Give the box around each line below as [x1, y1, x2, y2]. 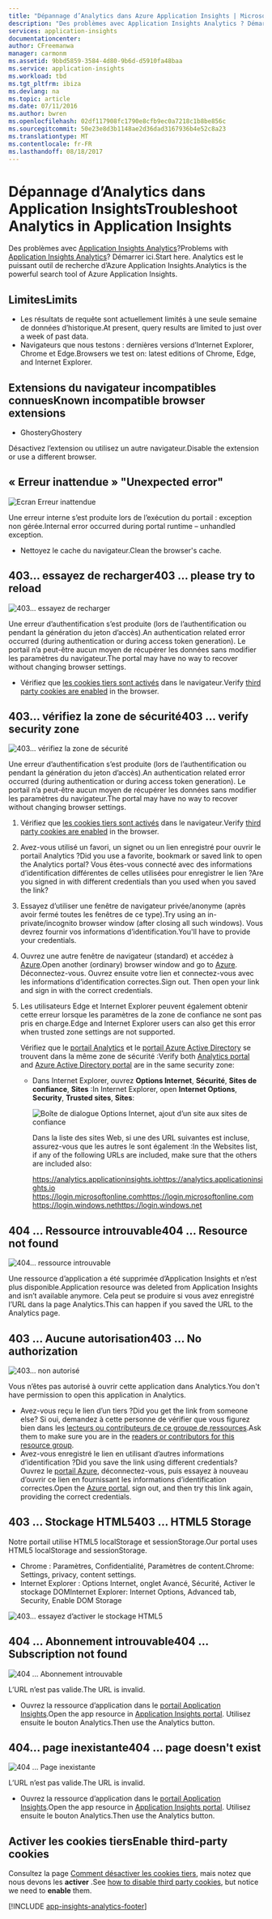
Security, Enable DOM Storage [19, 1595, 122, 1605]
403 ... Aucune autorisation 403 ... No [8, 1332, 202, 1345]
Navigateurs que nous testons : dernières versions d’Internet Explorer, [19, 340, 254, 350]
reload [8, 582, 42, 595]
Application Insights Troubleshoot [8, 199, 238, 218]
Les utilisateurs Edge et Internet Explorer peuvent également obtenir [19, 1001, 249, 1011]
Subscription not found [8, 1648, 128, 1661]
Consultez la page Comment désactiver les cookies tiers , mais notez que [8, 1869, 252, 1878]
